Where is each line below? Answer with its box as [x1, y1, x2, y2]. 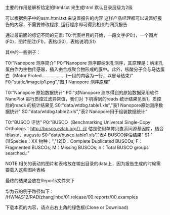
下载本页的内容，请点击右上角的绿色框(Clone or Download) [5, 204, 129, 210]
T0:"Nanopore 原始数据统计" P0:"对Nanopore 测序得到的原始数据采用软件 [5, 90, 159, 95]
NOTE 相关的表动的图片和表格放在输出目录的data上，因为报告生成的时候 [5, 160, 157, 167]
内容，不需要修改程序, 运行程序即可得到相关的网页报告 [14, 22, 127, 27]
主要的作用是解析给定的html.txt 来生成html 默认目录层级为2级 [5, 5, 133, 10]
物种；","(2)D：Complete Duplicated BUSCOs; [38, 138, 135, 144]
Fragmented [5, 144, 31, 150]
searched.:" [5, 150, 30, 156]
